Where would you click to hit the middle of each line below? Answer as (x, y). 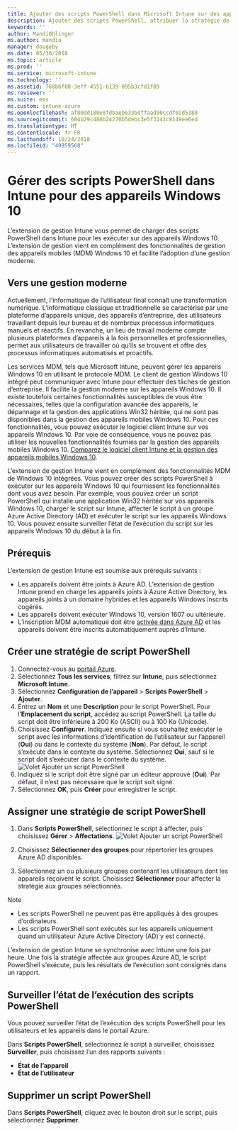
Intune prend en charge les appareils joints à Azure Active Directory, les (122, 591)
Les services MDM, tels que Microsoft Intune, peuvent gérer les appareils (114, 367)
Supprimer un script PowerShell (79, 1095)
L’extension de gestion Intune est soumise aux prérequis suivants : (104, 570)
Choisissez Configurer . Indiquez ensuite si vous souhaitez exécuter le (120, 729)
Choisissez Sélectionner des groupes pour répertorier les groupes (115, 850)
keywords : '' (27, 27)
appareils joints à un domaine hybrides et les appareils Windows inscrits (123, 599)
